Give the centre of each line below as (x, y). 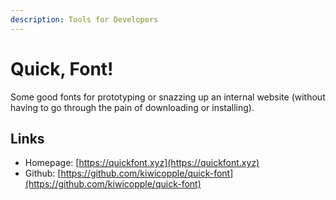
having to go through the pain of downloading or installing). (132, 107)
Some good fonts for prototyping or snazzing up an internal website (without (168, 97)
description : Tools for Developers (84, 19)
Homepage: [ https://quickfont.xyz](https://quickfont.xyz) (142, 163)
